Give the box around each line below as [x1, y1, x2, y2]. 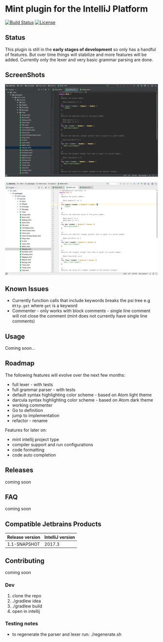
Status [5, 34, 26, 42]
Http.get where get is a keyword [12, 303, 78, 309]
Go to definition [12, 407, 43, 413]
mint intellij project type [12, 436, 59, 442]
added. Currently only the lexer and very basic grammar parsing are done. [5, 57, 153, 63]
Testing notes [5, 620, 38, 627]
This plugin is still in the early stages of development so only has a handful [5, 46, 156, 52]
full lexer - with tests [12, 381, 53, 387]
